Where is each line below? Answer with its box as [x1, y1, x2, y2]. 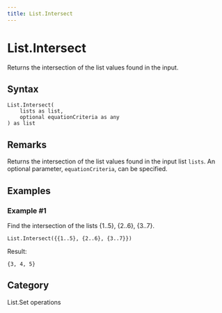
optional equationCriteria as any [19, 114, 120, 121]
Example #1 [7, 206, 47, 216]
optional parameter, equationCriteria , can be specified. [7, 165, 168, 173]
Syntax [7, 83, 39, 95]
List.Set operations [7, 298, 61, 306]
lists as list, [19, 108, 64, 115]
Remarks [7, 138, 47, 150]
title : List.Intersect [7, 10, 73, 17]
